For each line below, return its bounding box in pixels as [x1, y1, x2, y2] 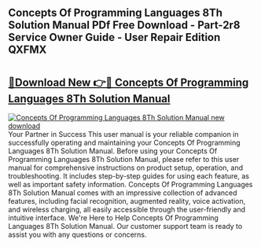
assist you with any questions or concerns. [8, 230, 147, 239]
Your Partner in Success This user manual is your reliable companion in [8, 130, 239, 138]
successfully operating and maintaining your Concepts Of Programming [8, 138, 241, 147]
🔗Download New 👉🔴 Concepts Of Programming [8, 76, 249, 89]
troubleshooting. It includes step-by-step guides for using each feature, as [8, 171, 250, 180]
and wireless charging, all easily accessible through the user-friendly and [8, 205, 246, 214]
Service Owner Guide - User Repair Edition [8, 31, 221, 44]
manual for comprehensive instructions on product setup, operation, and [8, 163, 244, 172]
